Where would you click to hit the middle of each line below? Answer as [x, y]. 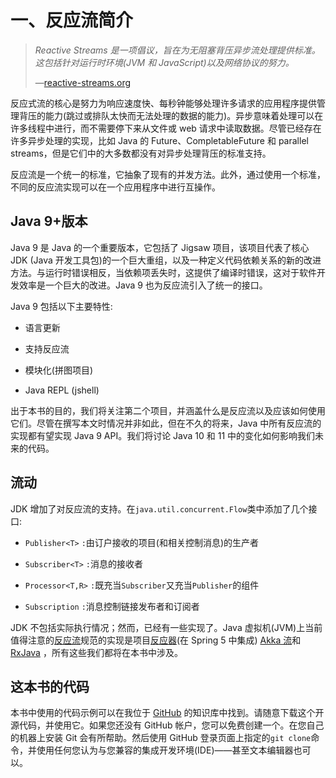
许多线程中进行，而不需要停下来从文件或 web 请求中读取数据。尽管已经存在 [166, 128]
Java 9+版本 [49, 221]
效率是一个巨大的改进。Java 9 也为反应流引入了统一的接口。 [143, 285]
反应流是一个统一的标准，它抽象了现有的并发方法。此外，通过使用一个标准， [168, 174]
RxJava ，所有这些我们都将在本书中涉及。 [96, 652]
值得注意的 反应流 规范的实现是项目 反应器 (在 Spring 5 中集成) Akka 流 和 [156, 640]
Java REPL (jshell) [62, 390]
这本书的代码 [50, 686]
